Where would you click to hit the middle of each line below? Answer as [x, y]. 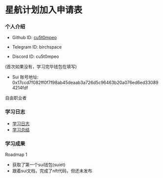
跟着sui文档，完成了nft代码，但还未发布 [52, 171]
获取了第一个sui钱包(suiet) [39, 165]
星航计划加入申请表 [44, 10]
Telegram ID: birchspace [37, 47]
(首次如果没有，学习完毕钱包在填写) [41, 67]
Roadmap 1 [16, 154]
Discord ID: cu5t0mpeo [35, 56]
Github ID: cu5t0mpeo [35, 38]
